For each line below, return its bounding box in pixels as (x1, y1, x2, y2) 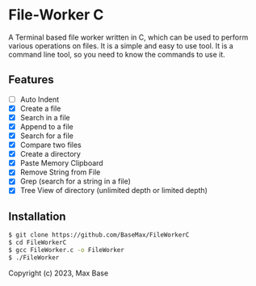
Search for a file (19, 131, 74, 141)
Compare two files (19, 140, 82, 150)
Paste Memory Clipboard (19, 158, 103, 168)
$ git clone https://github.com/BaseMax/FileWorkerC (8, 231, 190, 239)
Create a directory (19, 149, 81, 159)
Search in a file (19, 112, 70, 122)
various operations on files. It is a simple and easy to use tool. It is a (8, 40, 234, 50)
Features (8, 73, 54, 86)
